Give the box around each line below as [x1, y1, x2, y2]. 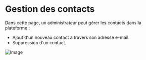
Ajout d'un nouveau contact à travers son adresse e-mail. [12, 34, 130, 40]
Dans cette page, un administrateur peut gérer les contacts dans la [5, 20, 142, 26]
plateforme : [5, 25, 30, 30]
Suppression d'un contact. [12, 39, 67, 45]
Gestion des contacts [5, 3, 95, 15]
